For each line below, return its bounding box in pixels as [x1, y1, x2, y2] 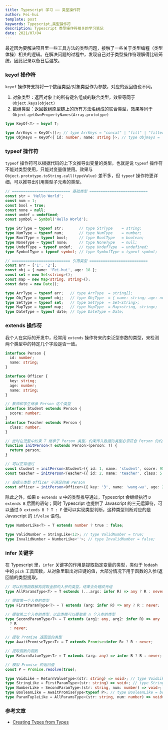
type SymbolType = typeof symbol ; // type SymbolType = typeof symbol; [5, 249, 157, 254]
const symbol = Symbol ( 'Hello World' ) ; [5, 217, 88, 222]
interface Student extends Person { [5, 406, 81, 411]
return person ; [9, 448, 41, 453]
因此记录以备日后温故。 [13, 58, 62, 63]
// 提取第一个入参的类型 [5, 598, 49, 603]
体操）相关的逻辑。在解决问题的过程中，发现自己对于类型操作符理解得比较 [5, 51, 158, 57]
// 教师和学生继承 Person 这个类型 [5, 402, 71, 407]
